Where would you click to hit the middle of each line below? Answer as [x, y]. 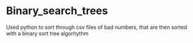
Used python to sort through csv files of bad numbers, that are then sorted [96, 27]
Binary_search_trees [57, 11]
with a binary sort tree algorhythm [47, 33]
